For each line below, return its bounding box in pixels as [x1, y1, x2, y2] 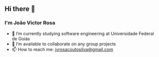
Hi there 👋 [4, 5, 35, 13]
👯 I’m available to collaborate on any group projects [11, 41, 116, 47]
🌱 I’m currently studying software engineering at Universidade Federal [11, 30, 155, 37]
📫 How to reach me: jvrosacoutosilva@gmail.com [11, 46, 114, 52]
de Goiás [11, 36, 30, 41]
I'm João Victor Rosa [4, 19, 56, 26]
